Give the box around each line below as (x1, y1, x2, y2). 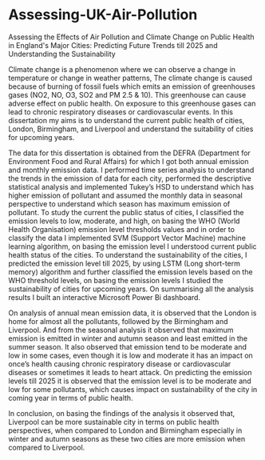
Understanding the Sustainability (8, 49, 116, 58)
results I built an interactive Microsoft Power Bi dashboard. (8, 292, 201, 302)
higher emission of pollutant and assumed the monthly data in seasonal (8, 190, 243, 200)
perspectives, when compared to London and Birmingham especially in (8, 426, 243, 435)
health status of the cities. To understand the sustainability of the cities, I (8, 250, 247, 259)
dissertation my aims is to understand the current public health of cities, (8, 115, 245, 125)
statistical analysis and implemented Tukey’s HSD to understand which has (8, 182, 254, 191)
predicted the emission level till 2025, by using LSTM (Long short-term (8, 258, 241, 268)
